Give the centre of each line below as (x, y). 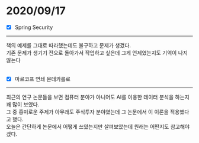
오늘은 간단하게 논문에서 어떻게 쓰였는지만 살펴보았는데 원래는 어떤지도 (88, 127)
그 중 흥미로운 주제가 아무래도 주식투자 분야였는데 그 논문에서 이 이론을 (87, 112)
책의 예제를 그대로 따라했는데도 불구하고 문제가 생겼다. (69, 45)
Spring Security (34, 27)
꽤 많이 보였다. (23, 105)
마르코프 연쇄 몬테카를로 (43, 79)
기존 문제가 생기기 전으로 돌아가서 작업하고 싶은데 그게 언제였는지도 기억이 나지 (97, 53)
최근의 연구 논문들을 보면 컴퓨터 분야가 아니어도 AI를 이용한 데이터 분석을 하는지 (98, 97)
